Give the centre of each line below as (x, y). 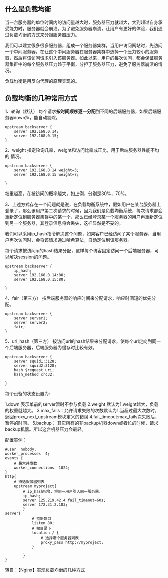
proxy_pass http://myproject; (72, 542)
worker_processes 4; (28, 453)
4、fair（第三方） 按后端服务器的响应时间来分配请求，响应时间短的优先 (78, 298)
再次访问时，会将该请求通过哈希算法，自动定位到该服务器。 (71, 240)
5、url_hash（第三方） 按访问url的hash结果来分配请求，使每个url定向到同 (81, 341)
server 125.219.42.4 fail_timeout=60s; (65, 500)
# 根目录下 (41, 528)
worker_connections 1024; (42, 468)
